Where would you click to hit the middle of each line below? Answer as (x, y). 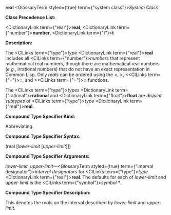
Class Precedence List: (30, 17)
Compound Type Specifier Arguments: (47, 156)
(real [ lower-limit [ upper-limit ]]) (38, 146)
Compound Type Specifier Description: (48, 193)
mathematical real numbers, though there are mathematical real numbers (83, 64)
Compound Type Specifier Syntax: (43, 136)
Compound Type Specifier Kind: (40, 116)
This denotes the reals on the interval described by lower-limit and (76, 202)
